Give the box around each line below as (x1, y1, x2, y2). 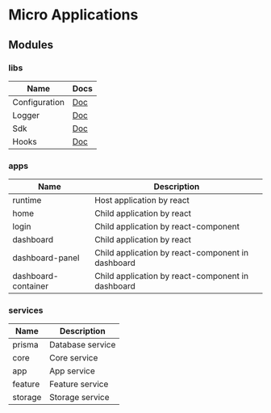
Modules (8, 38, 54, 52)
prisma (12, 339, 39, 351)
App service (49, 365, 95, 377)
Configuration (12, 96, 65, 107)
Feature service (49, 378, 109, 390)
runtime (12, 195, 42, 206)
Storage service (49, 392, 110, 403)
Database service (49, 339, 116, 351)
